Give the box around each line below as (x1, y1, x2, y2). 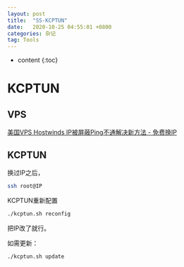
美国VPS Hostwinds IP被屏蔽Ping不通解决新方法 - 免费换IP (7, 128, 178, 137)
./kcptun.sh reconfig (7, 210, 71, 217)
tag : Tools (7, 37, 39, 44)
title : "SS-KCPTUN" (7, 17, 68, 24)
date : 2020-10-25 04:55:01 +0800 (7, 23, 112, 30)
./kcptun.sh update (7, 253, 65, 260)
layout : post (7, 10, 46, 18)
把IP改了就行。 (7, 223, 51, 232)
